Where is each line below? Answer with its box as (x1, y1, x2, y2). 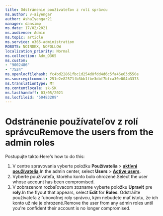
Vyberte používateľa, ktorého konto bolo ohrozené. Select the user (12, 174, 148, 180)
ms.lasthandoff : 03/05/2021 (5, 90, 64, 95)
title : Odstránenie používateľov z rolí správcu (5, 7, 108, 12)
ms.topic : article (5, 35, 43, 40)
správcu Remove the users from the (5, 127, 154, 138)
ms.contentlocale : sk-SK (5, 85, 57, 91)
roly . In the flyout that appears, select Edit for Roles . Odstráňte (12, 189, 141, 196)
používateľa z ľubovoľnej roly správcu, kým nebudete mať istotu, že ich (12, 195, 158, 201)
